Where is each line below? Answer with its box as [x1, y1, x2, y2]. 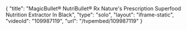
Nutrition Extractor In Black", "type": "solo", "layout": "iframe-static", [5, 11, 174, 18]
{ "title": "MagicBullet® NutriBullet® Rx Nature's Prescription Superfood [5, 5, 181, 12]
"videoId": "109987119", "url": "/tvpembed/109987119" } [5, 18, 143, 24]
